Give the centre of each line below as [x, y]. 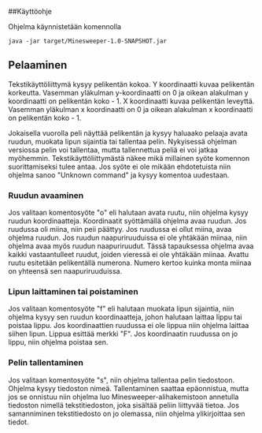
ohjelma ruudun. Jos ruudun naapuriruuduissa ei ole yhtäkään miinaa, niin [128, 238]
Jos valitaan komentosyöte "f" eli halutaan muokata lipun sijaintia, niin [121, 309]
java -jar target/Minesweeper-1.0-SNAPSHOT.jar [88, 41]
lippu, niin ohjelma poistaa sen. [58, 342]
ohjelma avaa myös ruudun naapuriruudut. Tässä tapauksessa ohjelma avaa [131, 246]
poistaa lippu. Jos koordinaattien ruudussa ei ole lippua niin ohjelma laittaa [129, 326]
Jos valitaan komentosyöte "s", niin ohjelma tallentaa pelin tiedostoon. [121, 380]
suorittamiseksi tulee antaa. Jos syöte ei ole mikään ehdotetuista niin [120, 166]
